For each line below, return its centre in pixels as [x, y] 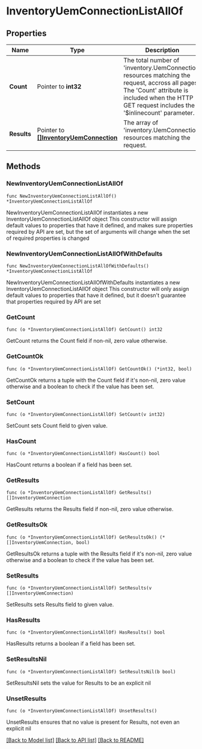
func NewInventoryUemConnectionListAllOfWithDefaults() [78, 266]
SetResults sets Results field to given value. [60, 605]
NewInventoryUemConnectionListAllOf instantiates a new [77, 212]
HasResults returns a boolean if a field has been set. [71, 644]
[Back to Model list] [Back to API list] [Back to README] [75, 740]
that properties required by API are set [54, 301]
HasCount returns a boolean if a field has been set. [69, 465]
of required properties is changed [48, 238]
